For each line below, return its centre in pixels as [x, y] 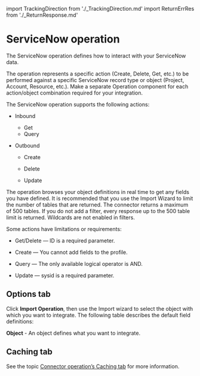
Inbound [25, 116]
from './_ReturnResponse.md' [42, 15]
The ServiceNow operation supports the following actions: [78, 104]
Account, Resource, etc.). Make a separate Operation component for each [97, 86]
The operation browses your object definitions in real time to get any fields [98, 192]
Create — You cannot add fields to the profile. [71, 252]
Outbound [27, 145]
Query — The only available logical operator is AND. [79, 263]
